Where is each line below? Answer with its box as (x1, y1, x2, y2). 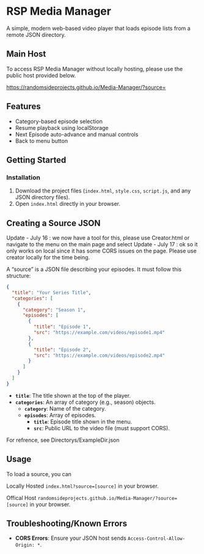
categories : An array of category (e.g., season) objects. (15, 398, 156, 406)
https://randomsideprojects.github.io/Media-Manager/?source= (6, 83, 166, 91)
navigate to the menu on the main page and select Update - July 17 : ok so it (6, 241, 198, 248)
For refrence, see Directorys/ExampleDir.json (6, 436, 120, 444)
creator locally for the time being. (6, 254, 90, 261)
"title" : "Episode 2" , (33, 346, 92, 353)
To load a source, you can (6, 470, 72, 477)
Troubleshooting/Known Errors (6, 518, 128, 529)
